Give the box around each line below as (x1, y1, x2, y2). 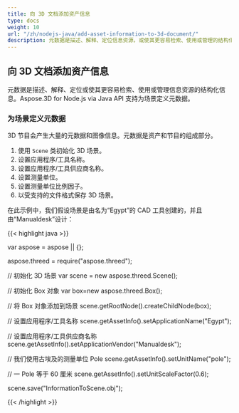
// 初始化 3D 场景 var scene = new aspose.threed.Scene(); (7, 271, 178, 280)
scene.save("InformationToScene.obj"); (7, 384, 123, 392)
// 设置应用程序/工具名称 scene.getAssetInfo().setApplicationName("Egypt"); (7, 317, 232, 325)
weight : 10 (7, 23, 40, 31)
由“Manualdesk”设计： (7, 215, 74, 224)
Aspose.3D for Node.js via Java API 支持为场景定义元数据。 (19, 94, 194, 103)
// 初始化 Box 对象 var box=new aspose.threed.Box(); (7, 286, 163, 296)
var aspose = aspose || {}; (7, 243, 84, 251)
